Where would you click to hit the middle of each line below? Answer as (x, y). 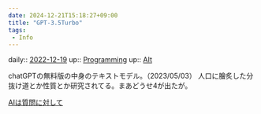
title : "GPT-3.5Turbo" (45, 23)
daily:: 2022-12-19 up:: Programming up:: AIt (80, 60)
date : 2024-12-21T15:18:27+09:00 (63, 15)
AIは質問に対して (35, 102)
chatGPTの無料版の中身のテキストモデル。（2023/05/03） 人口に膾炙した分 (131, 76)
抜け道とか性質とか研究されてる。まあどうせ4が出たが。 (100, 86)
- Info (22, 37)
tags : (17, 30)
